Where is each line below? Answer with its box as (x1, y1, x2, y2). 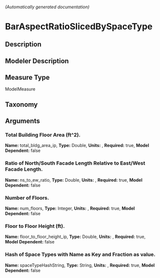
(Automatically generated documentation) (5, 4, 90, 10)
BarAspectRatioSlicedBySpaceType (5, 21, 153, 32)
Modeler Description (5, 56, 69, 65)
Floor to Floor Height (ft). (5, 222, 65, 229)
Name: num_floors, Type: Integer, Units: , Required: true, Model (5, 205, 135, 211)
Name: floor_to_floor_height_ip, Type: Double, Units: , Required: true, (5, 234, 146, 240)
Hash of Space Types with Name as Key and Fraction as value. (5, 251, 156, 258)
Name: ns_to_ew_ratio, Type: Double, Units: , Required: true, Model (5, 177, 142, 183)
